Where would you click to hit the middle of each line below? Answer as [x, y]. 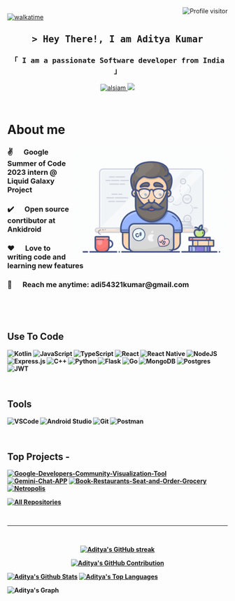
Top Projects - [38, 457]
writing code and [37, 257]
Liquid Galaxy [31, 180]
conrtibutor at [31, 220]
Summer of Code [37, 163]
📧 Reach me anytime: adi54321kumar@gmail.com [98, 284]
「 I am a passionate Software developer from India [117, 61]
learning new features [45, 265]
